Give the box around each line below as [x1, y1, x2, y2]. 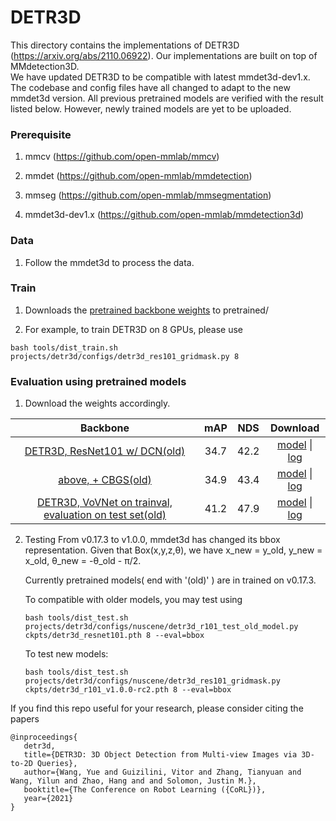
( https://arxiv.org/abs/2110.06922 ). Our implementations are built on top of [10, 49, 318, 61]
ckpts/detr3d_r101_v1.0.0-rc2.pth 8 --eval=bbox [24, 685, 232, 695]
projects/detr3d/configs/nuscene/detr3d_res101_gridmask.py [24, 676, 281, 686]
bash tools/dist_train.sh [10, 342, 118, 353]
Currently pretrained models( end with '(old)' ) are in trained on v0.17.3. [24, 574, 317, 586]
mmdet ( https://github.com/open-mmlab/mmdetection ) [24, 170, 253, 182]
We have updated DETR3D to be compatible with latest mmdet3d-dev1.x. [10, 71, 311, 83]
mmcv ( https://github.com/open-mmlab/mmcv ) [24, 151, 220, 163]
